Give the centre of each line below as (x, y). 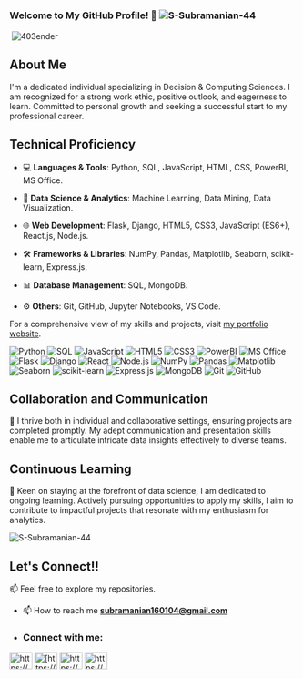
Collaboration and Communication (109, 399)
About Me (38, 65)
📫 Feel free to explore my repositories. (83, 589)
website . (25, 334)
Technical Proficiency (73, 144)
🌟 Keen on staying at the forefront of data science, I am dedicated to (138, 491)
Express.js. (67, 267)
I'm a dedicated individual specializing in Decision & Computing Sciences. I (150, 87)
